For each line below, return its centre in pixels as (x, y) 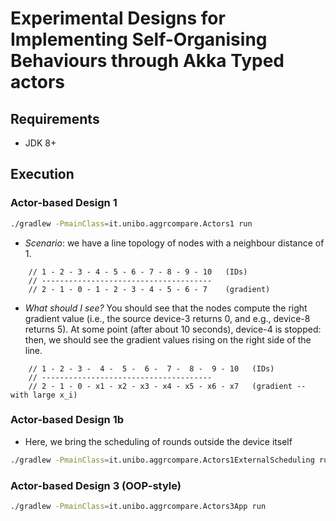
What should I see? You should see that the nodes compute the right (166, 308)
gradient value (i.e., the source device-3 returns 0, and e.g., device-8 (167, 318)
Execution (42, 174)
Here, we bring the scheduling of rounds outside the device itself (158, 441)
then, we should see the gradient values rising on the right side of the (168, 339)
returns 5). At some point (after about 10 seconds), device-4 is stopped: (173, 329)
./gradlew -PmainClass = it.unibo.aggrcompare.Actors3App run (138, 507)
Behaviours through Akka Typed (147, 61)
